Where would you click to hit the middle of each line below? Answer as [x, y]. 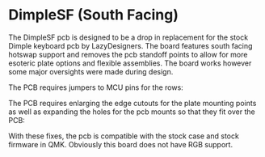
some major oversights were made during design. [91, 71]
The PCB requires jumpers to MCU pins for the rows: [96, 87]
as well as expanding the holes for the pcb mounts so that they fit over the [132, 112]
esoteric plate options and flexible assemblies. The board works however [130, 63]
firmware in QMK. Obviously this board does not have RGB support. [120, 144]
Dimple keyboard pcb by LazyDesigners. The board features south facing [130, 45]
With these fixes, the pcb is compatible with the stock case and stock [124, 136]
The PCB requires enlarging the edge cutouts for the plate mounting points [132, 103]
